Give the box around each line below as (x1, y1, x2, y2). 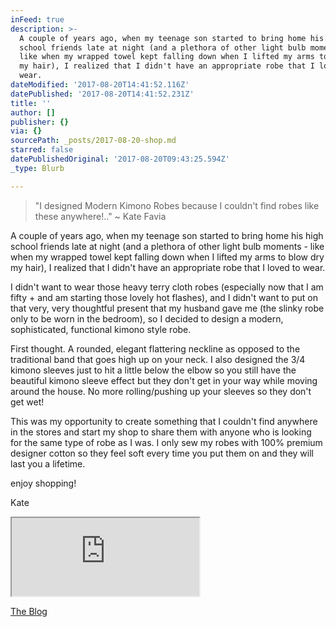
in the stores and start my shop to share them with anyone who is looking (10, 426, 312, 438)
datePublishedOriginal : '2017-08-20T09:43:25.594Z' (10, 154, 230, 164)
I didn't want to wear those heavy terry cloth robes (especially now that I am (10, 281, 324, 293)
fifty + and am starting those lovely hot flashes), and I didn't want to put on (10, 291, 318, 303)
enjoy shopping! (10, 477, 77, 489)
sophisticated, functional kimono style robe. (10, 323, 192, 335)
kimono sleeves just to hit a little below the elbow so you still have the (10, 364, 297, 376)
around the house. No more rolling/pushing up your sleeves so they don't (10, 385, 312, 397)
